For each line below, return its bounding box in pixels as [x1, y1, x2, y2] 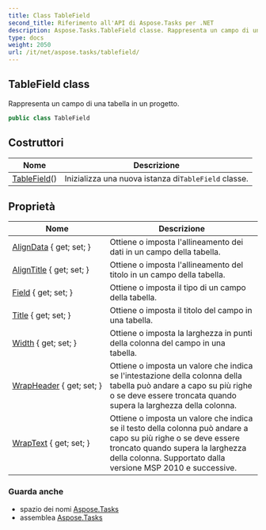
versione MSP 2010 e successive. [109, 463, 237, 474]
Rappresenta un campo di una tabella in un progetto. [8, 98, 180, 108]
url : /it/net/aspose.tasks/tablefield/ [8, 48, 140, 56]
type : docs [8, 33, 44, 42]
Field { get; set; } [12, 287, 73, 298]
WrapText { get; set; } [12, 437, 90, 448]
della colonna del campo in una [109, 337, 226, 349]
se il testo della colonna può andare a [109, 423, 249, 434]
